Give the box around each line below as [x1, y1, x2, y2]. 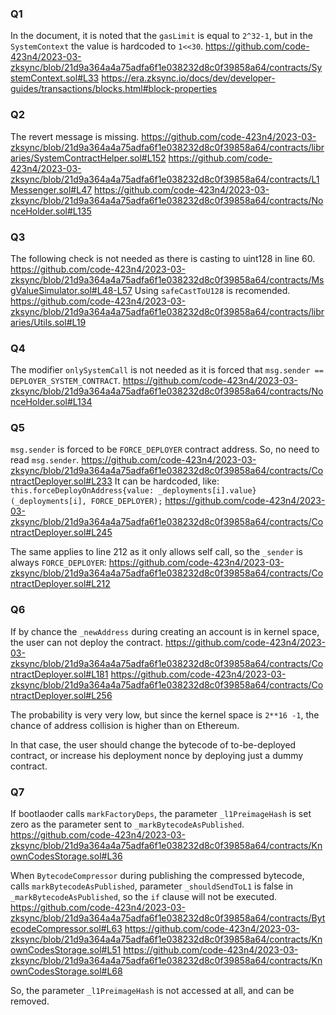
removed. [10, 995, 50, 1007]
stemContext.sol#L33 [10, 72, 100, 84]
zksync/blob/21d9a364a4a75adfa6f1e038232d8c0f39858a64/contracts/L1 [10, 173, 320, 185]
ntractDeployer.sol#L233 [10, 475, 113, 487]
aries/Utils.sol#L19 [10, 316, 87, 328]
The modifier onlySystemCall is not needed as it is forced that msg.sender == [10, 364, 324, 376]
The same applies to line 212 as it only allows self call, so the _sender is [10, 546, 303, 558]
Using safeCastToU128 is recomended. [134, 284, 291, 296]
